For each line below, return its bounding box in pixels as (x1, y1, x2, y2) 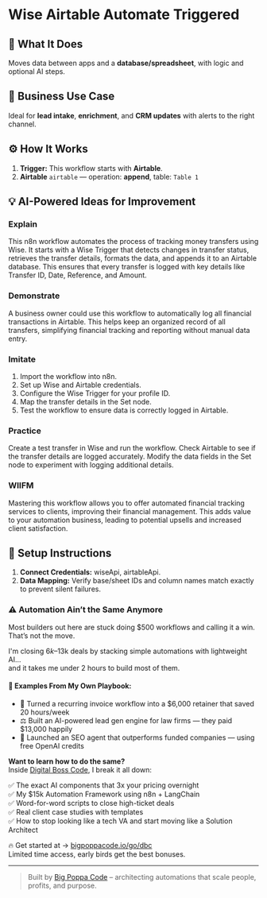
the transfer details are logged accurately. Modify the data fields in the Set (8, 451, 252, 462)
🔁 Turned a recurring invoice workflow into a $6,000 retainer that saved (19, 699, 254, 708)
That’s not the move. (8, 630, 75, 641)
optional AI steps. (8, 67, 66, 76)
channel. (8, 119, 37, 129)
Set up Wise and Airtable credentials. (19, 380, 141, 389)
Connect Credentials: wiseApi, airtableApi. (19, 567, 161, 577)
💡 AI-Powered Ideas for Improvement (8, 195, 196, 208)
